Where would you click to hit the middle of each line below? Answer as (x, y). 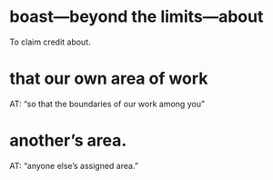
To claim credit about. (50, 42)
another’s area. (68, 140)
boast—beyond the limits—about (136, 17)
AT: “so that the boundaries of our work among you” (107, 104)
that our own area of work (109, 79)
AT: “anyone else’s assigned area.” (74, 165)
